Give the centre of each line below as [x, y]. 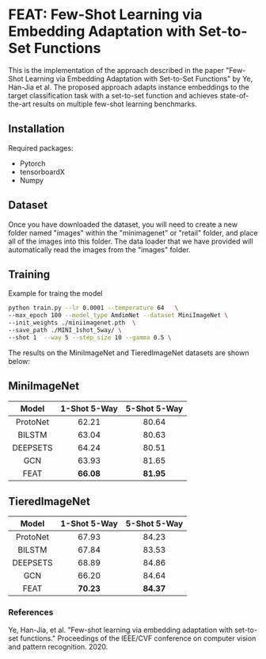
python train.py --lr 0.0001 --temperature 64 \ [93, 308]
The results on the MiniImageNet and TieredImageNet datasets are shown [129, 352]
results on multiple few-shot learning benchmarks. [115, 104]
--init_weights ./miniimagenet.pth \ [72, 323]
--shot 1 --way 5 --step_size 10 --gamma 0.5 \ [90, 337]
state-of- [234, 95]
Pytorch [32, 163]
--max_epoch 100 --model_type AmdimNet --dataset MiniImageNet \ [118, 316]
